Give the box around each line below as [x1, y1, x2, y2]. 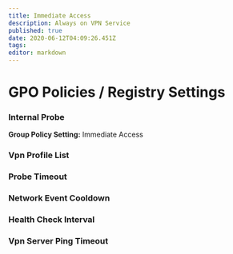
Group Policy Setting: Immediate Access [8, 129, 144, 140]
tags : [8, 42, 26, 50]
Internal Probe [8, 112, 66, 123]
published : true [8, 26, 62, 34]
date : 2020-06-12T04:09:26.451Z [8, 34, 116, 42]
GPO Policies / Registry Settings [8, 83, 226, 101]
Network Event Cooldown [8, 192, 110, 204]
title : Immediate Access [8, 11, 91, 20]
